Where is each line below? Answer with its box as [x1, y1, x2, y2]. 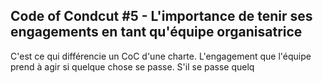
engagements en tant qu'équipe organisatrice [10, 24, 303, 41]
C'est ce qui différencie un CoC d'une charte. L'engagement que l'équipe [10, 50, 312, 62]
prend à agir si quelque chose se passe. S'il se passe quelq [10, 60, 255, 73]
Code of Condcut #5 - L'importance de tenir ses [10, 8, 313, 25]
